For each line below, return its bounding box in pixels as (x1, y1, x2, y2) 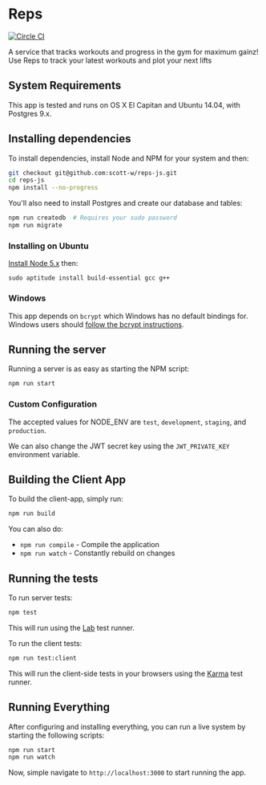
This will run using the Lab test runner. (8, 623, 135, 632)
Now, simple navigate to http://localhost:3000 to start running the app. (8, 768, 247, 778)
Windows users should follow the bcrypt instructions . (8, 319, 184, 329)
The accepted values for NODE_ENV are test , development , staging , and (8, 417, 247, 427)
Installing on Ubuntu (8, 240, 90, 251)
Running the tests (8, 571, 99, 585)
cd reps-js (8, 176, 45, 185)
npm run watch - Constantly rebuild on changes (19, 548, 175, 558)
